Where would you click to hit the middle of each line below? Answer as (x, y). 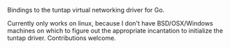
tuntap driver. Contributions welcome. (62, 38)
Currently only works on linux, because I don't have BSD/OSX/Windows (110, 23)
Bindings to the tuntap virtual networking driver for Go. (86, 10)
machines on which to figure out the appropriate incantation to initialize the (115, 31)
